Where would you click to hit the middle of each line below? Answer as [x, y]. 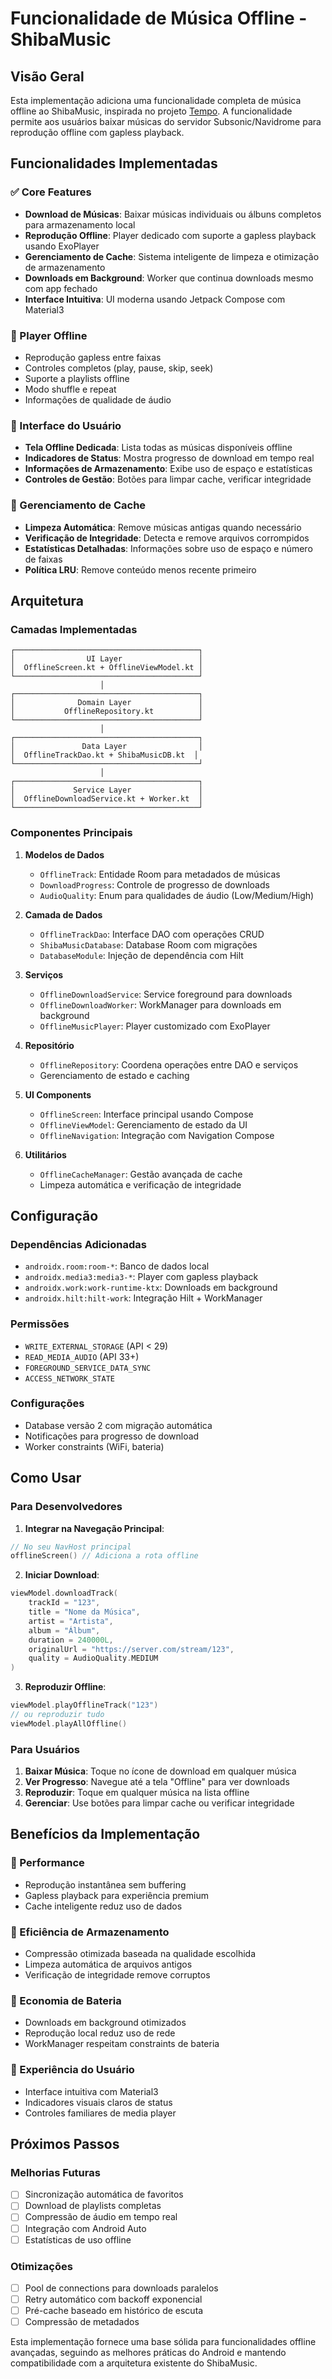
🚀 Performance [47, 1863]
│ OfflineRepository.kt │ [106, 712]
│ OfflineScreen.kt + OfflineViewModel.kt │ [106, 668]
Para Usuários [45, 1749]
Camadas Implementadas [74, 629]
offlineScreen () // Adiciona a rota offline [104, 1556]
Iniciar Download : [62, 1575]
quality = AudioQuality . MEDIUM [93, 1658]
